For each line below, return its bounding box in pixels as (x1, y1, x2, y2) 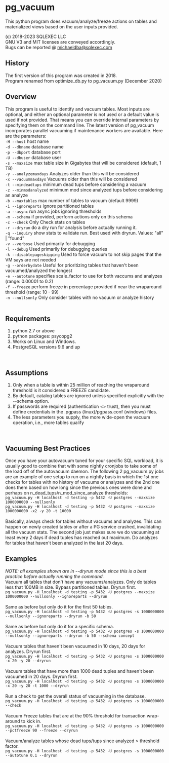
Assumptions (5, 368, 49, 377)
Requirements (5, 314, 51, 323)
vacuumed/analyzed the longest (5, 268, 72, 274)
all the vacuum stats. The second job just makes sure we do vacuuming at (5, 529, 159, 535)
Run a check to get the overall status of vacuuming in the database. (5, 693, 146, 699)
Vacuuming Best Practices (5, 444, 91, 452)
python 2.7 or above (12, 328, 55, 334)
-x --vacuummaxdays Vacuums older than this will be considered (5, 176, 138, 182)
